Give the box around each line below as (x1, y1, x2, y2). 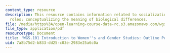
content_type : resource (5, 7, 56, 13)
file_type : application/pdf (5, 26, 65, 31)
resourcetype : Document (5, 31, 56, 36)
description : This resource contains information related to (5, 12, 137, 17)
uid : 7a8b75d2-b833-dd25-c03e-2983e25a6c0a (5, 40, 99, 45)
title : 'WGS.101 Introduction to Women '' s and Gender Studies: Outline (5, 36, 159, 41)
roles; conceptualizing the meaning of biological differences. (10, 17, 148, 22)
